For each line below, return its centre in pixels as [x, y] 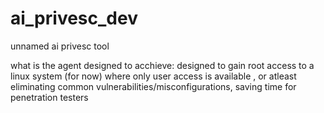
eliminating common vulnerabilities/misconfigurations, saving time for [153, 86]
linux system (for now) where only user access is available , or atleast [153, 76]
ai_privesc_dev [74, 18]
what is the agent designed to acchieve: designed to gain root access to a [162, 65]
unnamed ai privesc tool [60, 46]
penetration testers [49, 97]
